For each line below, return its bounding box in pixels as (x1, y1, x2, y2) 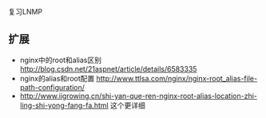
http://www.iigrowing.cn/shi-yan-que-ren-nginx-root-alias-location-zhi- (19, 91, 258, 100)
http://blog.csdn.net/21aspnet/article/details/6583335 (19, 64, 197, 73)
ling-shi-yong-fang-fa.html (19, 100, 109, 110)
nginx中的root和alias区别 (19, 55, 102, 65)
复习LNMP (8, 7, 43, 16)
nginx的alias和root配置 (19, 73, 95, 83)
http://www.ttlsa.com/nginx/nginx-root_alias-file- (96, 73, 258, 83)
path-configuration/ (19, 82, 85, 92)
